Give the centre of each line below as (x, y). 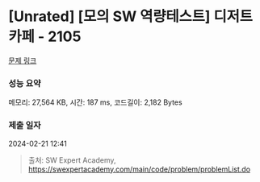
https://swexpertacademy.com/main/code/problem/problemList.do (139, 169)
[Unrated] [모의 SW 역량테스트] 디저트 (130, 17)
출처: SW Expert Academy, (72, 160)
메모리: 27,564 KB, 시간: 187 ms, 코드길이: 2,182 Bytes (96, 102)
